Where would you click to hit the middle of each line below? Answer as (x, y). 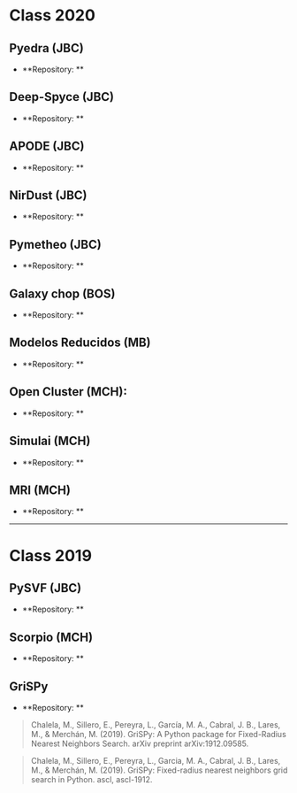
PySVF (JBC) (46, 588)
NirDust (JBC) (48, 196)
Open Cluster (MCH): (69, 392)
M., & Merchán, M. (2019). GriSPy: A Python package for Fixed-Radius (159, 734)
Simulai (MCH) (50, 441)
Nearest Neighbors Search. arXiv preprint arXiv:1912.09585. (140, 743)
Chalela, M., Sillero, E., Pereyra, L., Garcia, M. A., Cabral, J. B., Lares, (156, 760)
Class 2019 (51, 555)
